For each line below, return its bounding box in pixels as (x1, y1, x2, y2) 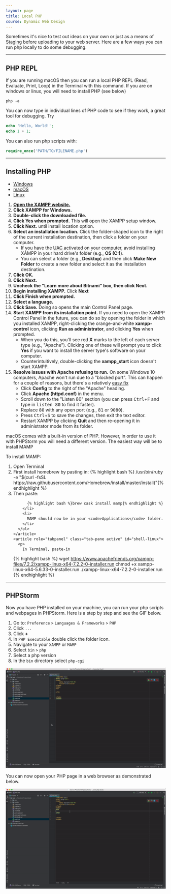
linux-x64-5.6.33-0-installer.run (13, 566, 80, 572)
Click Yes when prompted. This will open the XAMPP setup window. (13, 218, 157, 224)
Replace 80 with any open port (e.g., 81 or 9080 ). (20, 407, 124, 413)
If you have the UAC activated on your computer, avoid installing (20, 245, 155, 251)
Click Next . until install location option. (13, 223, 94, 229)
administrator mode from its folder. (20, 423, 93, 429)
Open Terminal (13, 463, 45, 469)
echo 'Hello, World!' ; (6, 124, 54, 129)
